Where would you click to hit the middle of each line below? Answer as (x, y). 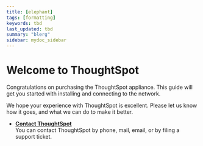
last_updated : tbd (30, 29)
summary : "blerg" (28, 35)
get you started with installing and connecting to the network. (84, 93)
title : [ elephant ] (30, 12)
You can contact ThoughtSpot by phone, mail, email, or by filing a (97, 130)
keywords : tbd (24, 23)
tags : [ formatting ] (31, 18)
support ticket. (34, 136)
